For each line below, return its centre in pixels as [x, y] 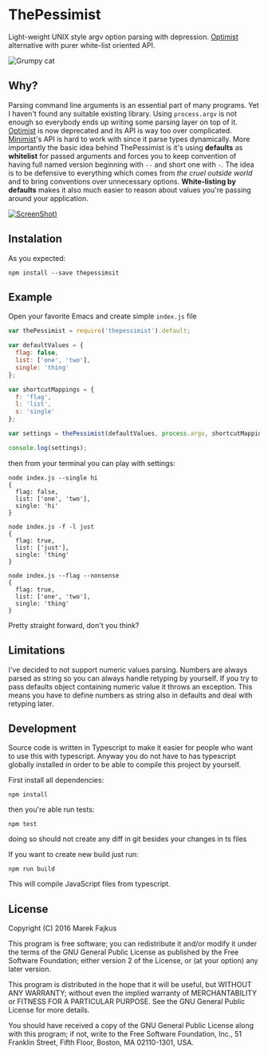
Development [43, 728]
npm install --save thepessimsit [64, 273]
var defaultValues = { [46, 346]
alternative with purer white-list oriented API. [82, 45]
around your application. [49, 198]
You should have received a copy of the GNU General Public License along [131, 1025]
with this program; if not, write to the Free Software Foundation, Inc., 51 [125, 1034]
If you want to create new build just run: [73, 855]
